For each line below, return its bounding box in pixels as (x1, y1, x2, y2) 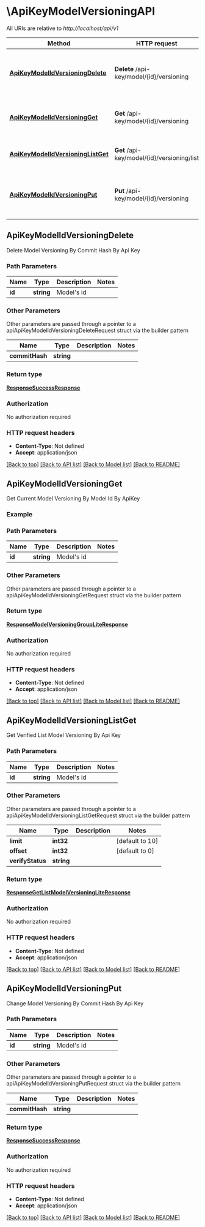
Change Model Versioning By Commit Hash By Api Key (6, 1000, 144, 1007)
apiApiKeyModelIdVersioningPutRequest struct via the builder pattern (6, 1080, 181, 1087)
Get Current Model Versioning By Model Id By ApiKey (6, 495, 140, 502)
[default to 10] (116, 836, 159, 845)
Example (6, 510, 33, 518)
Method (47, 39, 71, 47)
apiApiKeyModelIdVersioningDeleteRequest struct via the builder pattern (6, 327, 189, 334)
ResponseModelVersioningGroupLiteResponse (6, 621, 128, 628)
